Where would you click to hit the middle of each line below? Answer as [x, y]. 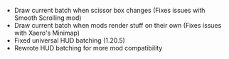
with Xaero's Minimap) [47, 33]
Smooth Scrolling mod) [48, 18]
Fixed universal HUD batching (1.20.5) [70, 41]
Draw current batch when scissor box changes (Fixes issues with [110, 10]
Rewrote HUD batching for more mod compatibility [88, 48]
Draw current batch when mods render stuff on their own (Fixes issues [118, 25]
